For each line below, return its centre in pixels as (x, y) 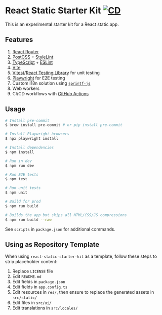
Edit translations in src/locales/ (45, 308)
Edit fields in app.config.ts (40, 287)
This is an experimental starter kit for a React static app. (62, 24)
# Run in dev (19, 161)
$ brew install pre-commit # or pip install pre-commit (64, 125)
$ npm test (16, 179)
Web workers (26, 88)
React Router (25, 51)
